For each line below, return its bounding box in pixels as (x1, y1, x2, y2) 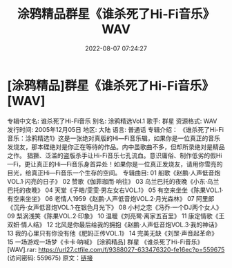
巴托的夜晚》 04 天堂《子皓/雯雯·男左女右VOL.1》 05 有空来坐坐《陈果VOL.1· (7, 186, 224, 194)
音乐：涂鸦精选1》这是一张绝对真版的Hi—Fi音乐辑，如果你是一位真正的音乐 (7, 134, 221, 142)
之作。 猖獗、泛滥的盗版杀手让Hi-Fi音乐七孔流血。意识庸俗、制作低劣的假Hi (7, 151, 222, 160)
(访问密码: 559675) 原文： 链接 (7, 253, 93, 262)
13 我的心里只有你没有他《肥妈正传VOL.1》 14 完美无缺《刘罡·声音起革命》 (7, 229, 218, 237)
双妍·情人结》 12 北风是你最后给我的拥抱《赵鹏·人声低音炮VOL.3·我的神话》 (7, 220, 221, 229)
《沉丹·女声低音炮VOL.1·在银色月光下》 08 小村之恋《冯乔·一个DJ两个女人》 (7, 203, 222, 211)
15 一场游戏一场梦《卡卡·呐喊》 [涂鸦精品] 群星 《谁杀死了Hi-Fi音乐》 (7, 238, 204, 246)
